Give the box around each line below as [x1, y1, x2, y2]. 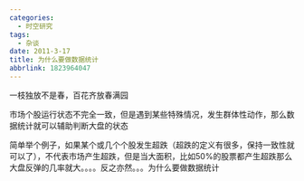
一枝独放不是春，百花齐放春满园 [9, 90, 128, 100]
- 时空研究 [17, 22, 53, 31]
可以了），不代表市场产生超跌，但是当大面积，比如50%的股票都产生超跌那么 [9, 150, 292, 161]
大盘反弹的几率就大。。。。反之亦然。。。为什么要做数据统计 [9, 162, 220, 173]
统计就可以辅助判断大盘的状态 [16, 119, 128, 131]
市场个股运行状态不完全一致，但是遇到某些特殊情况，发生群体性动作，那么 [9, 109, 287, 119]
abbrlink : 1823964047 [9, 64, 91, 73]
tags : [9, 30, 30, 39]
